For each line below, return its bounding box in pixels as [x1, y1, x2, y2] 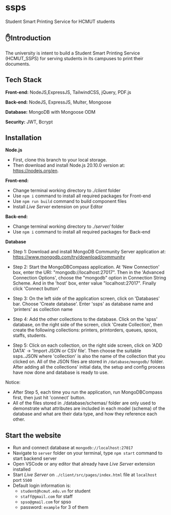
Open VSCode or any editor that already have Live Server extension [12, 461, 156, 467]
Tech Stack [5, 75, 42, 84]
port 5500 [12, 477, 32, 483]
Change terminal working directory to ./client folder [12, 188, 121, 194]
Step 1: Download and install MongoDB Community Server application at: [12, 249, 166, 255]
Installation [5, 133, 42, 142]
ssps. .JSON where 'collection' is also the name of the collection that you [12, 353, 165, 359]
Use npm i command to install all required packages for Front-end [12, 193, 151, 199]
